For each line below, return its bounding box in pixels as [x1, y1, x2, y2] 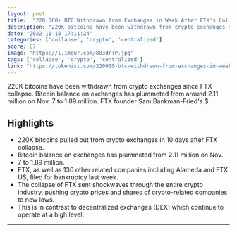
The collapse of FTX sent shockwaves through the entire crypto [17, 181, 203, 189]
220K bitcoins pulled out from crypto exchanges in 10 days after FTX [17, 136, 218, 144]
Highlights [7, 117, 54, 129]
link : [7, 63, 23, 70]
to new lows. [17, 195, 55, 204]
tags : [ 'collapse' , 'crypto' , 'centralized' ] [7, 56, 143, 63]
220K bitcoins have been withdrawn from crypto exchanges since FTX [7, 82, 213, 90]
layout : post [7, 10, 46, 18]
